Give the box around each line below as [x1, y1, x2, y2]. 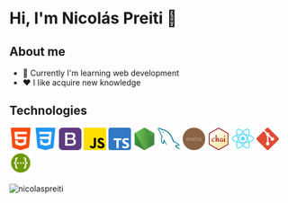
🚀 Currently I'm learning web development [22, 67, 180, 78]
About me [9, 44, 66, 59]
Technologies [9, 103, 88, 119]
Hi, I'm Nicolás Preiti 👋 [9, 8, 177, 29]
